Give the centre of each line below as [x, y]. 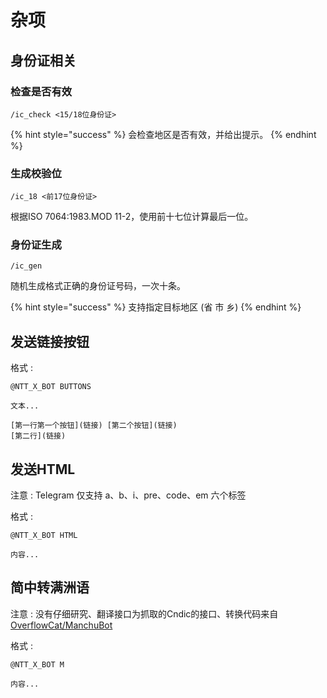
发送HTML [43, 469]
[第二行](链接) [38, 436]
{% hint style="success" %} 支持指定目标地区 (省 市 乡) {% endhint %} [156, 307]
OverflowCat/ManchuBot [61, 625]
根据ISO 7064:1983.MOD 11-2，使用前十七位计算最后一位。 [132, 217]
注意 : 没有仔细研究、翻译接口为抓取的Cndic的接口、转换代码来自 [144, 613]
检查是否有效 [41, 91]
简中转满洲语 [50, 587]
